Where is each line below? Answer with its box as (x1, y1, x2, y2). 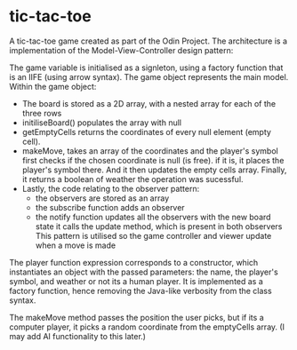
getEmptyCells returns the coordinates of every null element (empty (21, 126, 271, 137)
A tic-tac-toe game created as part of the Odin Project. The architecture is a (9, 36, 287, 46)
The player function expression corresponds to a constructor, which (9, 257, 259, 267)
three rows (21, 107, 62, 118)
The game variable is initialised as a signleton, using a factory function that (9, 62, 284, 73)
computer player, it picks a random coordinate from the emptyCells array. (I (9, 322, 285, 332)
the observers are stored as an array (35, 193, 170, 203)
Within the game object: (9, 81, 97, 91)
